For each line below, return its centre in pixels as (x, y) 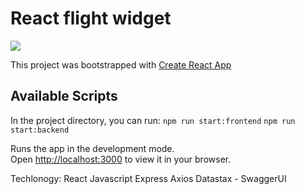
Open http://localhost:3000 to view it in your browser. (121, 159)
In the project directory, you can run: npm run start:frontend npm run (153, 120)
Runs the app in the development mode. (92, 148)
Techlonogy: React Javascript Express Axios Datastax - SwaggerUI (148, 178)
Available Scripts (64, 96)
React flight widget (91, 18)
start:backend (40, 130)
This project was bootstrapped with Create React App (121, 64)
